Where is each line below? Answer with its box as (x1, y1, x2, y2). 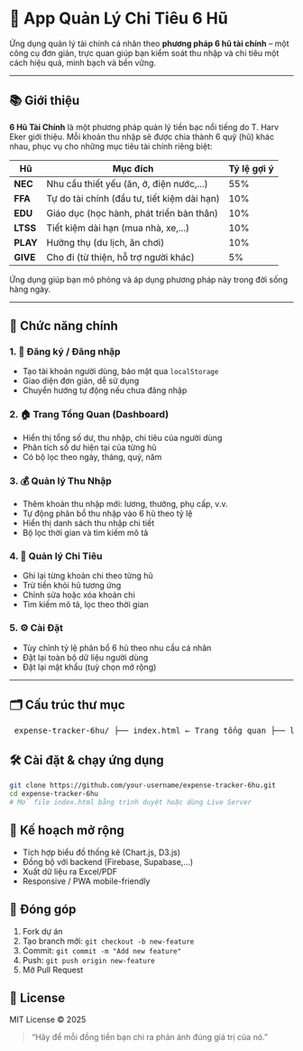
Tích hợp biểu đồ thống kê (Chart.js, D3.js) (22, 847, 181, 858)
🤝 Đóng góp (9, 902, 77, 917)
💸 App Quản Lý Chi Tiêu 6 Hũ (9, 8, 228, 29)
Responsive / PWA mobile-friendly (22, 876, 151, 887)
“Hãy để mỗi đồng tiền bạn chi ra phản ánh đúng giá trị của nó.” (31, 1032, 269, 1043)
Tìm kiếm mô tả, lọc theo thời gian (22, 599, 149, 610)
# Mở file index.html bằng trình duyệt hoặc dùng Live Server (9, 798, 252, 807)
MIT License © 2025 (9, 1014, 87, 1025)
